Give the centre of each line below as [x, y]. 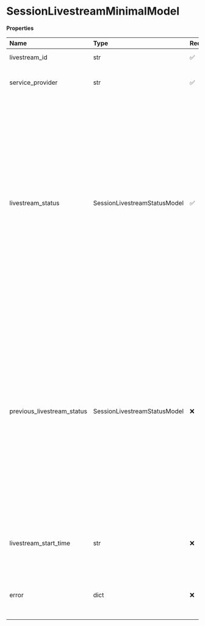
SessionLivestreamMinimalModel [93, 11]
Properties [20, 28]
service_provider [34, 82]
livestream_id [28, 57]
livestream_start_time [40, 543]
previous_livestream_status [48, 411]
